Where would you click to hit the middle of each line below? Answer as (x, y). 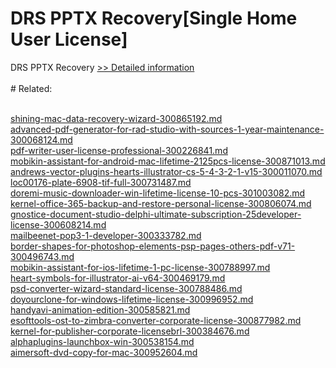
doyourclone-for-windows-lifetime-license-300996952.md (132, 299)
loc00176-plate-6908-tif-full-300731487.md (101, 182)
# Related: (31, 88)
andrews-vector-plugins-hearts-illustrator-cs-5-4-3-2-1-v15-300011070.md (166, 171)
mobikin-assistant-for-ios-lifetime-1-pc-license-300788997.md (140, 267)
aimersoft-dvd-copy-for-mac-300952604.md (104, 352)
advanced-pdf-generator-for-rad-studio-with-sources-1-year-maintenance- (167, 129)
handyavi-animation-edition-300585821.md (100, 309)
